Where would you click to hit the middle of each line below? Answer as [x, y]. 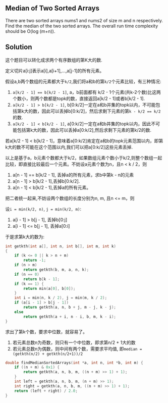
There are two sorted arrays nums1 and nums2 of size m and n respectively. [84, 20]
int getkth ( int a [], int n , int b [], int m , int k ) [61, 246]
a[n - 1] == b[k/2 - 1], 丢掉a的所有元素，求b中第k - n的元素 [73, 175]
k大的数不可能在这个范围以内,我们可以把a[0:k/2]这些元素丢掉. [69, 147]
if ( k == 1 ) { [29, 284]
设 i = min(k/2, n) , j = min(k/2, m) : [43, 209]
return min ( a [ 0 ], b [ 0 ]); [49, 288]
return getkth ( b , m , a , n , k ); [56, 270]
